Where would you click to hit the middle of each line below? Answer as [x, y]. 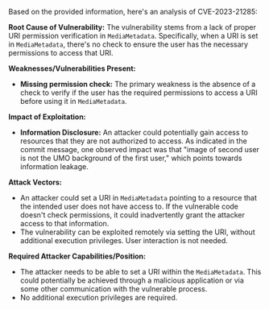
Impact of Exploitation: [47, 117]
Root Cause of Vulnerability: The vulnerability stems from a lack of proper [132, 27]
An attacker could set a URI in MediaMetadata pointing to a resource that [139, 198]
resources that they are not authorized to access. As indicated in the [133, 141]
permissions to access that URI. [61, 53]
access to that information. [64, 223]
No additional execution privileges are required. [99, 298]
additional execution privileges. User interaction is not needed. [124, 240]
